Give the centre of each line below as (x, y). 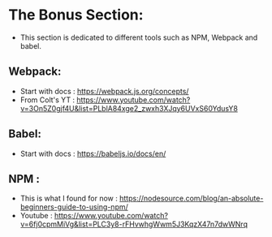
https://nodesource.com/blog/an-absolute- (191, 198)
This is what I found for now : (69, 198)
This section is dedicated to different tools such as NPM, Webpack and (139, 37)
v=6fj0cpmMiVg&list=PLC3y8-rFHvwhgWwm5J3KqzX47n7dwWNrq (134, 224)
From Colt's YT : (47, 100)
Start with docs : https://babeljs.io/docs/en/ (93, 153)
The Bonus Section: (76, 15)
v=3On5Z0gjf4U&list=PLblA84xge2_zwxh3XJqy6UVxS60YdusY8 (129, 108)
